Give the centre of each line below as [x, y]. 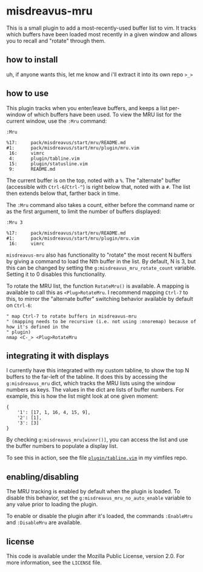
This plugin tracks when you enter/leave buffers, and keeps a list [87, 108]
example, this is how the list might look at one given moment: [82, 396]
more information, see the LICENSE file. [54, 562]
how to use [28, 94]
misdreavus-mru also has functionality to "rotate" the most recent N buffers [99, 255]
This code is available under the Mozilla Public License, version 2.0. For [95, 556]
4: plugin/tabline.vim [44, 159]
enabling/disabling [42, 477]
